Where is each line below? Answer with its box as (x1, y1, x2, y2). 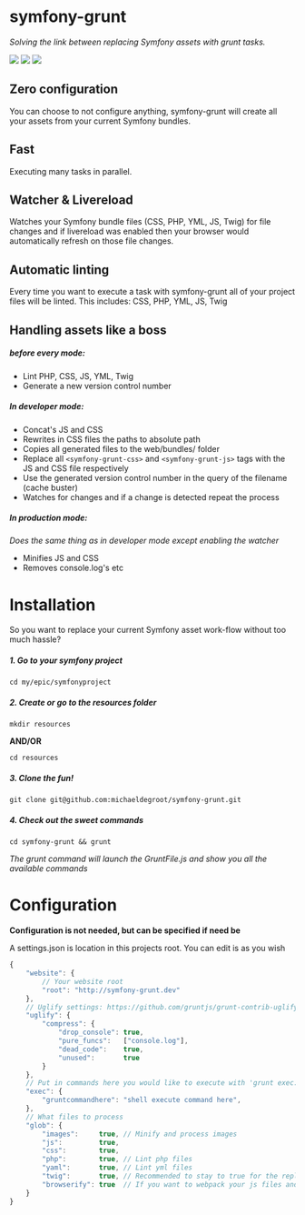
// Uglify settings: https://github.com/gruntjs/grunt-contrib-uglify (25, 1002, 299, 1011)
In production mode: (9, 512, 88, 524)
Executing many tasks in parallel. (9, 166, 133, 176)
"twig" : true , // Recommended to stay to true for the (42, 1171, 279, 1181)
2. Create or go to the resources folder (9, 697, 157, 708)
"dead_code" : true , (57, 1044, 144, 1054)
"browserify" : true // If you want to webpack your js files (42, 1180, 282, 1189)
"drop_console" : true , (57, 1028, 144, 1038)
